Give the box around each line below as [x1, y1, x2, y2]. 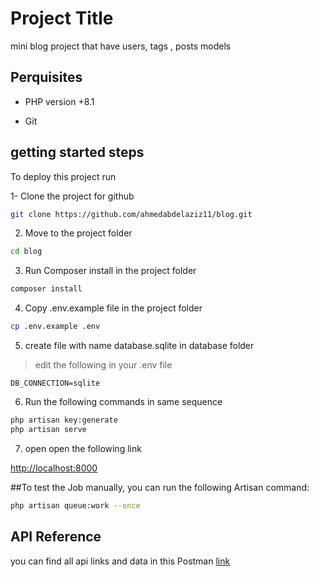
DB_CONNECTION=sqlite [10, 378, 101, 389]
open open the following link [24, 442, 142, 454]
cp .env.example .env [10, 322, 101, 332]
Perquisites [10, 69, 83, 86]
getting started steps [10, 144, 145, 161]
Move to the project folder [24, 227, 133, 239]
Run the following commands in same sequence [24, 396, 223, 408]
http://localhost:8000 [10, 462, 98, 474]
